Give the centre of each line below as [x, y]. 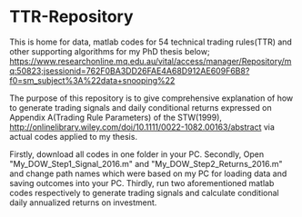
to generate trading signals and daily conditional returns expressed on [141, 107]
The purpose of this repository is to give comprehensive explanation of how [151, 98]
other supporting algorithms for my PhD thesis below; [110, 51]
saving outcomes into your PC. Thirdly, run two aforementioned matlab [142, 182]
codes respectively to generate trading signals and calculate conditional [144, 192]
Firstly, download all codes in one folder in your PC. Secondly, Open [137, 154]
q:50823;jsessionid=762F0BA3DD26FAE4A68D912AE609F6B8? [130, 71]
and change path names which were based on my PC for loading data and [148, 173]
